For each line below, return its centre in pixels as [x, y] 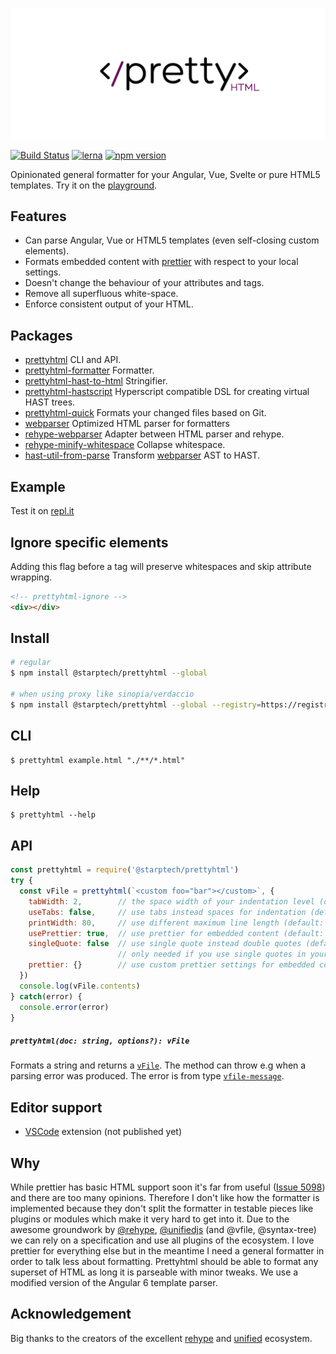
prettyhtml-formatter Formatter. [89, 370]
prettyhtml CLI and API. [73, 360]
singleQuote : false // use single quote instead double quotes [165, 944]
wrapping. [31, 577]
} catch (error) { [46, 996]
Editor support [56, 1107]
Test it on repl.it [42, 511]
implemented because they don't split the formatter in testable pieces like [162, 1209]
